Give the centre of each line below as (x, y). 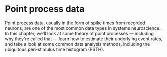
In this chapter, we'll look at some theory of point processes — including (79, 33)
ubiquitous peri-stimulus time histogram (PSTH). (55, 49)
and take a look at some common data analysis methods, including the (78, 44)
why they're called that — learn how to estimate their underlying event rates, (84, 39)
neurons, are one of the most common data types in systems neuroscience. (83, 28)
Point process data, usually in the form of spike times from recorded (75, 23)
